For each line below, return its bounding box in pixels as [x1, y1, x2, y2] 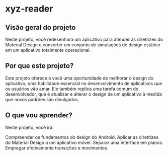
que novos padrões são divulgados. [5, 96, 79, 102]
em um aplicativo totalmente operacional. [5, 47, 91, 53]
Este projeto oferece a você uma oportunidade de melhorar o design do [5, 75, 154, 81]
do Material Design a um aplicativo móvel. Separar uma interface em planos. [5, 139, 163, 145]
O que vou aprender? [5, 111, 73, 120]
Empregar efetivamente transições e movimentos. [5, 144, 109, 151]
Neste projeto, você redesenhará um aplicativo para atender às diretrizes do [5, 36, 163, 42]
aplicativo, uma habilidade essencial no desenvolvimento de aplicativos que [5, 80, 162, 86]
